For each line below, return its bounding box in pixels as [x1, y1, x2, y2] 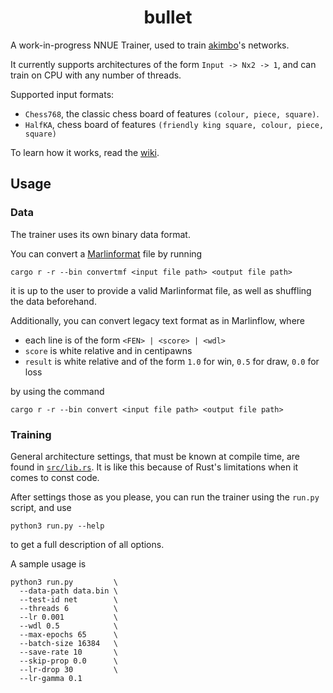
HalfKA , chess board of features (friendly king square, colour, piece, [24, 118, 325, 130]
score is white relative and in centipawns [24, 344, 193, 356]
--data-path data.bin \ [19, 586, 118, 596]
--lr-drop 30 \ [19, 664, 118, 675]
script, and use [10, 501, 72, 513]
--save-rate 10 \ [19, 647, 118, 657]
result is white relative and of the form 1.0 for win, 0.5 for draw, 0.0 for [24, 355, 320, 367]
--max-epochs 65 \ [19, 629, 118, 640]
